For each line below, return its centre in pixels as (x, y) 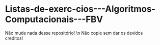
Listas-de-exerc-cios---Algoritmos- (80, 9)
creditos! (14, 38)
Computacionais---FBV (54, 19)
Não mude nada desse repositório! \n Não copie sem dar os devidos (74, 33)
